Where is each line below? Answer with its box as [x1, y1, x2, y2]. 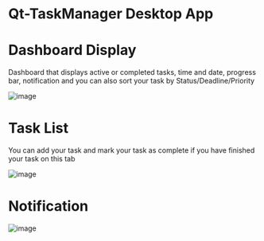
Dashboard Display [8, 41, 137, 60]
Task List [8, 119, 69, 138]
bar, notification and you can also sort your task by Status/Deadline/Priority [8, 76, 255, 86]
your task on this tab [8, 154, 76, 164]
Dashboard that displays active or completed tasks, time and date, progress [8, 68, 257, 77]
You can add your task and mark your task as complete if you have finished [8, 146, 255, 155]
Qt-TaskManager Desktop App [8, 5, 214, 23]
